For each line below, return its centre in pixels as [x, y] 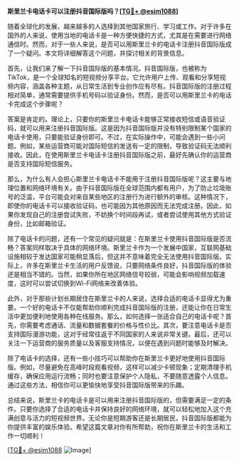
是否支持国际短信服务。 [42, 164]
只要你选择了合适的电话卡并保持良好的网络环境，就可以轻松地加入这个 [122, 409]
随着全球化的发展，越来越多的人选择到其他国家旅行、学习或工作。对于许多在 [119, 26]
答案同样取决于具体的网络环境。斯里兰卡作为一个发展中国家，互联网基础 [126, 248]
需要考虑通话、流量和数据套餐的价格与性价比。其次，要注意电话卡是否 [129, 325]
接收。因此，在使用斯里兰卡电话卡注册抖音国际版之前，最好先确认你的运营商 [119, 155]
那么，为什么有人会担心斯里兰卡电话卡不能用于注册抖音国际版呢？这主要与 [116, 179]
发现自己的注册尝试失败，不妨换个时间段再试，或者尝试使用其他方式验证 [126, 214]
